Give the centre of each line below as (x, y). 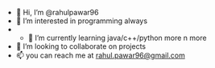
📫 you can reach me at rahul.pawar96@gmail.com (100, 55)
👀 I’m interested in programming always (81, 21)
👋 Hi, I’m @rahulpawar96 (57, 12)
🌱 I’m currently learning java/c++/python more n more (117, 38)
